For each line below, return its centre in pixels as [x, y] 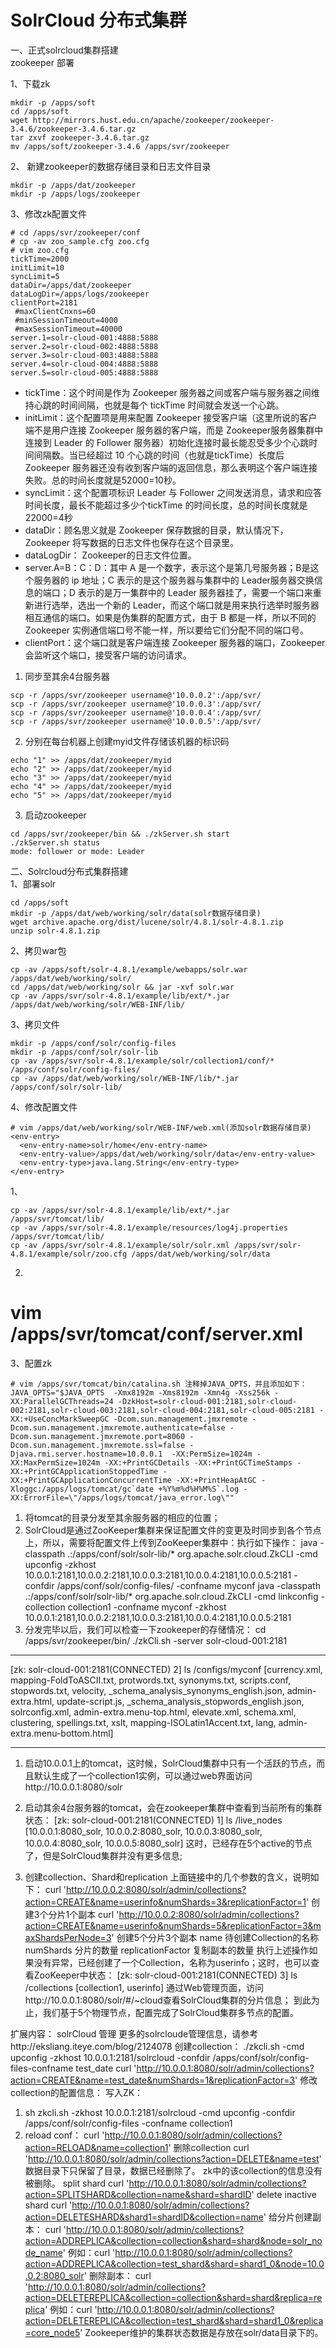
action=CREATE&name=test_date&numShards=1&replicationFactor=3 [153, 2080]
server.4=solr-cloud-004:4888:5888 [84, 364]
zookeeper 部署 [42, 62]
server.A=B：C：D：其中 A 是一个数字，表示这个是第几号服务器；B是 [167, 567]
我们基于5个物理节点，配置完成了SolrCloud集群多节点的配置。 [171, 2012]
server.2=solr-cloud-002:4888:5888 [84, 346]
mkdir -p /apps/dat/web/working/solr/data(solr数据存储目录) [136, 913]
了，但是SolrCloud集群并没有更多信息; [103, 1855]
